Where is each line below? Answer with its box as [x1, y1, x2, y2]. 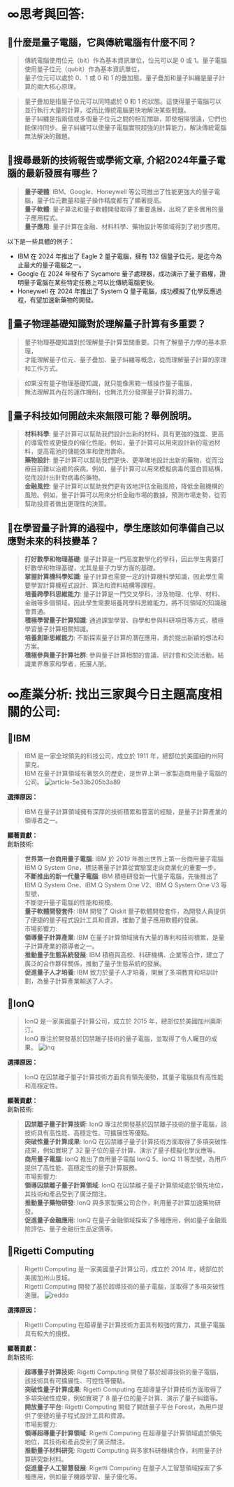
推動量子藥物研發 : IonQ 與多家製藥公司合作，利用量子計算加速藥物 [24, 1199, 215, 1207]
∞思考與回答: [7, 6, 85, 22]
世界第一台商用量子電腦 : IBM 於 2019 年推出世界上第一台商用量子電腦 [24, 855, 224, 863]
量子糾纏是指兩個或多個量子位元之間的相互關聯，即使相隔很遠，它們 [24, 114, 221, 123]
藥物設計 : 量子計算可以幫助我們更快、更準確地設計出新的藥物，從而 [24, 456, 218, 464]
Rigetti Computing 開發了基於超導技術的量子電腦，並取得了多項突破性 [24, 1282, 225, 1290]
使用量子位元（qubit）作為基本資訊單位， [24, 65, 144, 73]
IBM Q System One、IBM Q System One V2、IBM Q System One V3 [24, 881, 220, 889]
